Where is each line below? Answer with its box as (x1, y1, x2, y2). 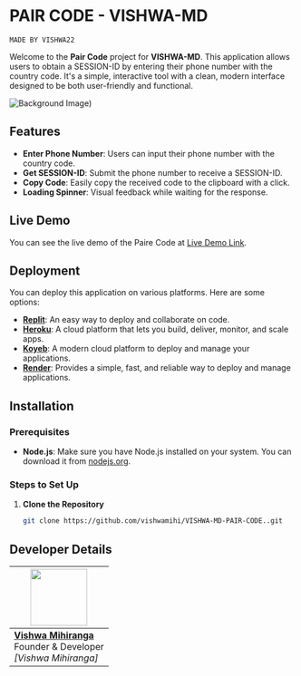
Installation (9, 398, 74, 413)
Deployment (9, 263, 81, 278)
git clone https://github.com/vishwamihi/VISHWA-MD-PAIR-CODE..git (22, 517, 283, 526)
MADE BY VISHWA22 (9, 35, 75, 44)
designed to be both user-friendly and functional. (9, 80, 193, 91)
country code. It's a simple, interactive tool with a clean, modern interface (9, 70, 286, 82)
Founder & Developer (14, 641, 104, 653)
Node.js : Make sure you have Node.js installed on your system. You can (22, 446, 292, 458)
